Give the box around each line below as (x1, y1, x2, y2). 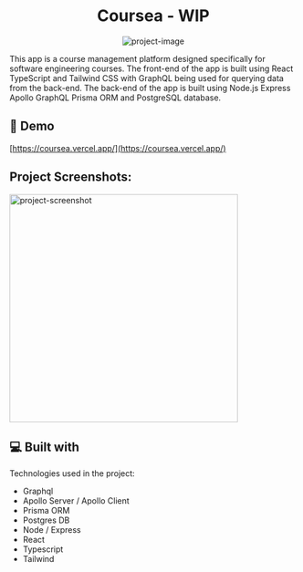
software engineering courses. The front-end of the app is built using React (9, 63, 294, 74)
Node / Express (22, 525, 82, 536)
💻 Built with (9, 439, 80, 454)
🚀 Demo (9, 119, 55, 134)
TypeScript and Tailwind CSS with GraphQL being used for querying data (9, 72, 285, 83)
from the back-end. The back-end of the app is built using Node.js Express (9, 82, 291, 93)
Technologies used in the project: (9, 468, 135, 479)
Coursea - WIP (97, 5, 210, 26)
